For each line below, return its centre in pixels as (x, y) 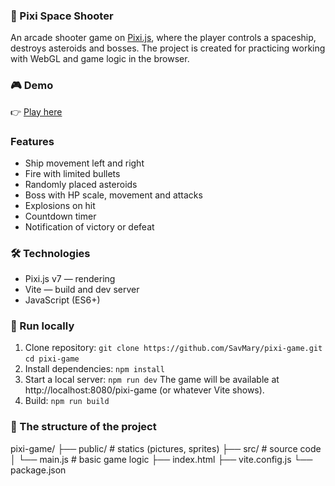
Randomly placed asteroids (81, 184)
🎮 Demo (32, 86)
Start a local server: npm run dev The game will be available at (152, 380)
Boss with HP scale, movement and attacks (113, 195)
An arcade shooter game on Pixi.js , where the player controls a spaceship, (163, 38)
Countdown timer (60, 216)
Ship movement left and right (84, 163)
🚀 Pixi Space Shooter (62, 16)
